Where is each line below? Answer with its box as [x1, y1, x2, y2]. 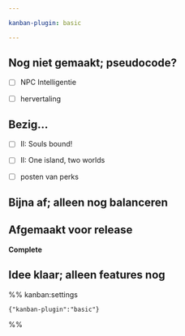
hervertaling [19, 94, 62, 104]
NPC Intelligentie [19, 78, 77, 87]
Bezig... [8, 117, 49, 131]
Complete [8, 245, 43, 254]
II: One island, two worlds [19, 155, 105, 165]
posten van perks [19, 172, 80, 181]
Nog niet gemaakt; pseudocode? [8, 56, 177, 70]
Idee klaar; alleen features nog [8, 268, 166, 282]
